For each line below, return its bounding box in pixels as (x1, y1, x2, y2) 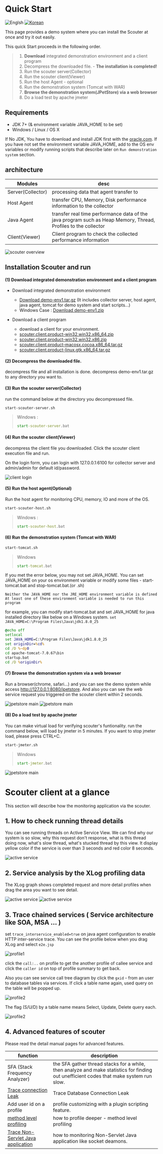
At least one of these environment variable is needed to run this (5, 596, 145, 601)
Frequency (7, 1069, 32, 1076)
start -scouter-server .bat (16, 424, 69, 429)
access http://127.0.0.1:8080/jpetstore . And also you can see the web (5, 686, 143, 692)
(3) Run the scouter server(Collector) (5, 385, 81, 391)
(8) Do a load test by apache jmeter (5, 712, 77, 718)
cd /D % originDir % (5, 660, 42, 664)
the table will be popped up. (5, 985, 61, 991)
